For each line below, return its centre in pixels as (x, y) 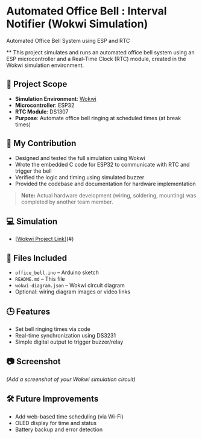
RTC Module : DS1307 (42, 111)
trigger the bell (33, 171)
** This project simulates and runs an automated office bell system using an (100, 52)
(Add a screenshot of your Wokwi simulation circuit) (71, 379)
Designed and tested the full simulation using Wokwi (80, 158)
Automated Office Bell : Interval (87, 11)
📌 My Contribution (41, 143)
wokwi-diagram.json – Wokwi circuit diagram (70, 286)
